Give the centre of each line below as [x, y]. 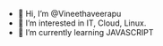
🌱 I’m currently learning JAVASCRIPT [86, 32]
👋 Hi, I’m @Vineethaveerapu [69, 14]
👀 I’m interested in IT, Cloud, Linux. [82, 23]
